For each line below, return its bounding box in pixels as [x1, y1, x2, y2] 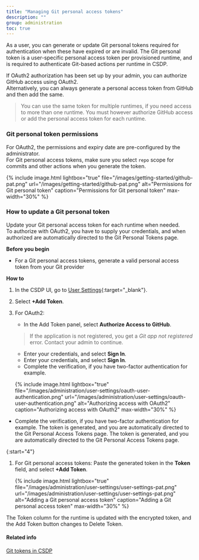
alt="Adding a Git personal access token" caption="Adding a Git [14, 496, 171, 503]
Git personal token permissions [6, 130, 99, 139]
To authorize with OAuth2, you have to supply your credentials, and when [6, 227, 186, 235]
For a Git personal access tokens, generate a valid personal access [14, 257, 179, 264]
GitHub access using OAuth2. [6, 78, 78, 86]
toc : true [6, 25, 31, 32]
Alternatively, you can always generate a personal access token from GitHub [6, 84, 194, 92]
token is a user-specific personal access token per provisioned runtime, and [6, 54, 192, 61]
